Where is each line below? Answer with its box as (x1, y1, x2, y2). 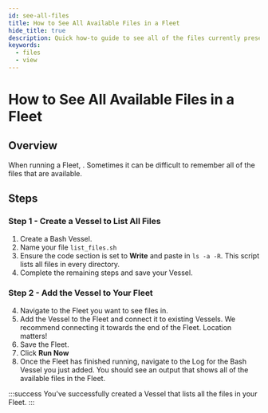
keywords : (8, 41, 41, 49)
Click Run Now (19, 348, 69, 357)
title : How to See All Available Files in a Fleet (8, 19, 180, 27)
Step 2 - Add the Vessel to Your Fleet (8, 288, 153, 299)
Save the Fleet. (19, 340, 69, 349)
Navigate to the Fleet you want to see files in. (19, 305, 169, 315)
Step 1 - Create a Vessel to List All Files (8, 216, 161, 227)
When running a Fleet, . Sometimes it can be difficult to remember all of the (8, 160, 255, 170)
